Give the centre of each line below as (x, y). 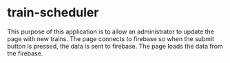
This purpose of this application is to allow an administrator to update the (111, 32)
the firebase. (25, 53)
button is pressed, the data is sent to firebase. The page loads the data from (115, 46)
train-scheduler (53, 13)
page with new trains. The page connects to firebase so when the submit (111, 38)
